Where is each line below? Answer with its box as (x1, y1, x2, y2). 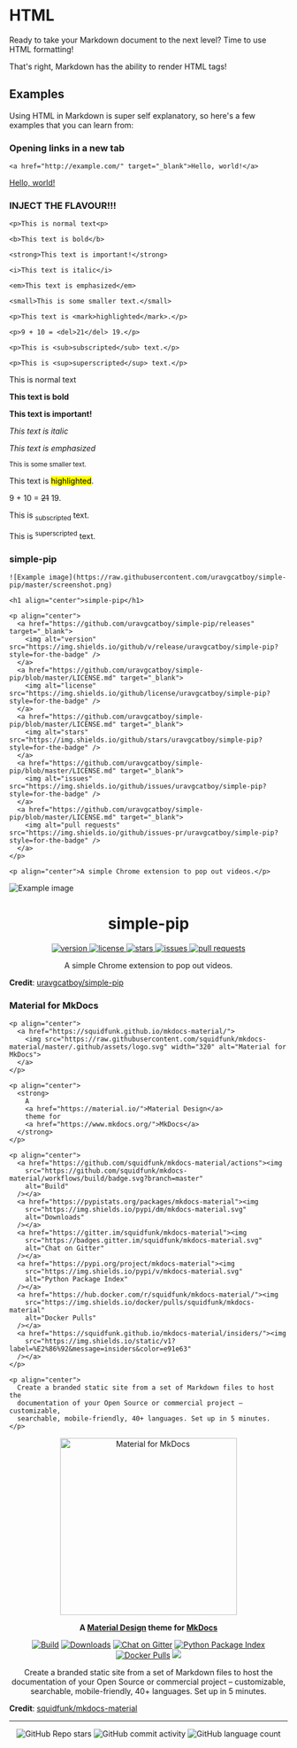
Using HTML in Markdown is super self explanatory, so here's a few (9, 110, 256, 120)
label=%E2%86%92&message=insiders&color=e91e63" (9, 1344, 192, 1354)
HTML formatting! (9, 43, 74, 54)
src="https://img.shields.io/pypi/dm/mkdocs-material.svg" (25, 1205, 247, 1214)
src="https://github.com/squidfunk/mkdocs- (25, 1167, 188, 1175)
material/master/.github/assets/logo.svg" (9, 1043, 168, 1051)
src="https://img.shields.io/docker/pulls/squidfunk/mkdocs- (25, 1298, 255, 1307)
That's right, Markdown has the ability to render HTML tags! (9, 61, 227, 72)
